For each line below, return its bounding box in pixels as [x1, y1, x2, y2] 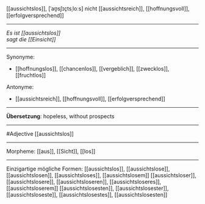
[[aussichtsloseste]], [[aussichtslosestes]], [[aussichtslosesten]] [6, 191, 168, 198]
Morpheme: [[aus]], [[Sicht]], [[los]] [6, 148, 96, 155]
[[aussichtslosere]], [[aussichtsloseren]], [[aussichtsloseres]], [6, 178, 162, 185]
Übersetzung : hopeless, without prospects [6, 113, 115, 120]
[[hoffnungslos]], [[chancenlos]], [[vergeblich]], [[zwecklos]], [15, 65, 170, 72]
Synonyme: [6, 54, 35, 60]
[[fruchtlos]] [15, 72, 46, 79]
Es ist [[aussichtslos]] [6, 29, 61, 37]
